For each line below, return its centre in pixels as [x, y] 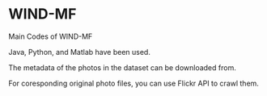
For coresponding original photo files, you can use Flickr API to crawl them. [133, 83]
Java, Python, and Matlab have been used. [80, 52]
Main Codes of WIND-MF [51, 36]
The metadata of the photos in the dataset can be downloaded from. [122, 67]
